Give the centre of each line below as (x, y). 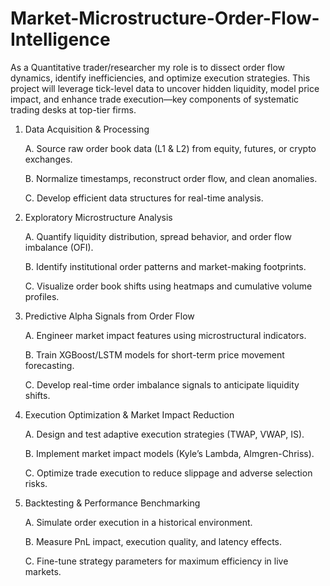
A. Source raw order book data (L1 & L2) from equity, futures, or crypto (170, 148)
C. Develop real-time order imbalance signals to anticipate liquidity (162, 384)
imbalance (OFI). (59, 247)
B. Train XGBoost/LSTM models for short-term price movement (154, 354)
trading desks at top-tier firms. (73, 109)
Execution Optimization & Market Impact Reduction (129, 414)
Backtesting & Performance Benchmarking (112, 503)
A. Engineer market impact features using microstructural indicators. (165, 335)
